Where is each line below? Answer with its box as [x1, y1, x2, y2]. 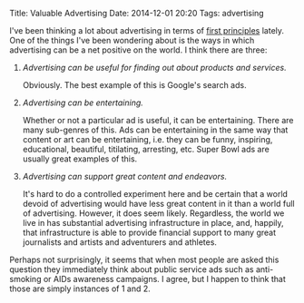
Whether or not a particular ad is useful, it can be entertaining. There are [22, 115, 294, 125]
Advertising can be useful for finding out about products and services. [22, 63, 288, 73]
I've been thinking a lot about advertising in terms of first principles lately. [9, 25, 284, 35]
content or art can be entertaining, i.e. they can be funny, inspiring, [22, 134, 273, 144]
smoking [9, 274, 42, 284]
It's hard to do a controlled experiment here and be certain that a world [22, 189, 289, 199]
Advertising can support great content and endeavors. [22, 171, 228, 181]
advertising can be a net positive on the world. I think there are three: [9, 44, 268, 55]
